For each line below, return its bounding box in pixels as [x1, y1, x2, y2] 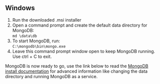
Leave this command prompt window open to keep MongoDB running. [12, 48, 156, 54]
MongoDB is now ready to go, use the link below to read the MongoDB [5, 63, 149, 69]
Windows [5, 4, 35, 12]
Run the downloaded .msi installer [12, 17, 81, 23]
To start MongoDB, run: [12, 38, 60, 44]
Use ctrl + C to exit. [12, 54, 52, 59]
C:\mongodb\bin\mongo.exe [12, 44, 66, 49]
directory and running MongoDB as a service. [5, 73, 98, 79]
